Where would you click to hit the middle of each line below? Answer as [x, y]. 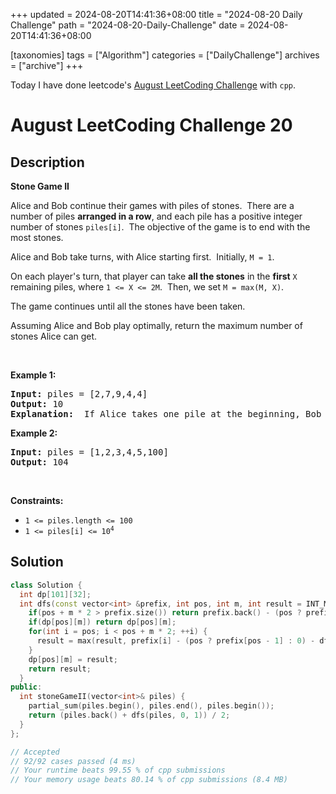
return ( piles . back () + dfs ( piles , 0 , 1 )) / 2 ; [129, 715]
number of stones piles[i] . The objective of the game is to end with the [160, 227]
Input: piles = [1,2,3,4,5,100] [89, 452]
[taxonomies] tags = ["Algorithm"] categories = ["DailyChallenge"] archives [165, 55]
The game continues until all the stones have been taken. [128, 306]
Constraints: [37, 500]
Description [47, 162]
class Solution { [46, 585]
